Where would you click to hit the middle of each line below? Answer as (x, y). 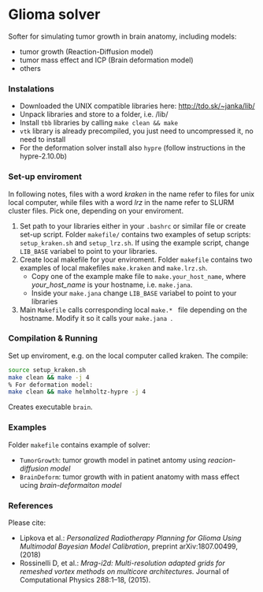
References (31, 505)
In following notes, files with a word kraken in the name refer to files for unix (131, 194)
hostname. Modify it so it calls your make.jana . (96, 318)
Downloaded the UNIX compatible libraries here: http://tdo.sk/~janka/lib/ (137, 106)
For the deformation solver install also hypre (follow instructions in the (132, 148)
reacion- (222, 460)
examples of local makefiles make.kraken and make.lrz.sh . (113, 268)
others (30, 68)
